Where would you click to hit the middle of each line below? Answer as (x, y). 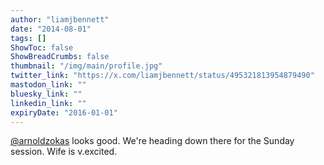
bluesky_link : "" (46, 94)
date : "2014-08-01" (51, 29)
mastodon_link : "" (48, 85)
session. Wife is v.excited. (64, 152)
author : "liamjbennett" (60, 19)
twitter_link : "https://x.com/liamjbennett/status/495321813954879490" (162, 76)
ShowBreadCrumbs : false (60, 57)
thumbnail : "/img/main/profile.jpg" (86, 66)
